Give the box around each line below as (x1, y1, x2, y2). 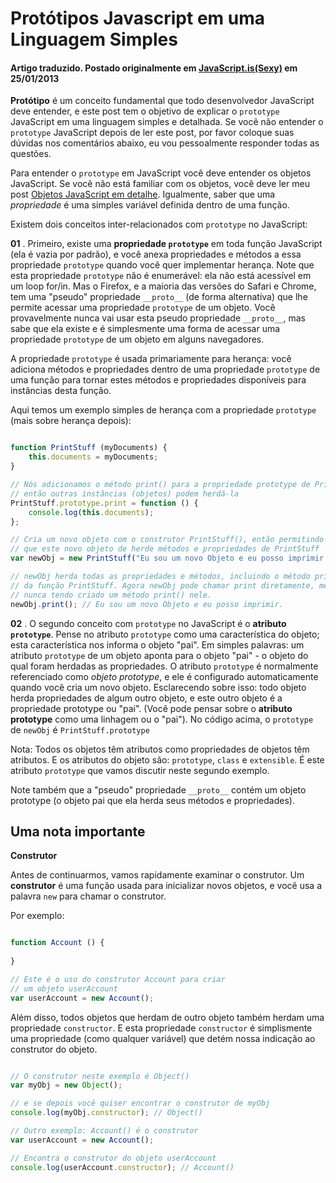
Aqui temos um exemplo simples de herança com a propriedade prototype (10, 404, 317, 416)
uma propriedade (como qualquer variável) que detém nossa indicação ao (10, 1032, 316, 1044)
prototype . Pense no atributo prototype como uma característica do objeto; (10, 628, 320, 640)
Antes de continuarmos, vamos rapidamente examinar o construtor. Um (10, 869, 305, 881)
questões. (10, 148, 52, 160)
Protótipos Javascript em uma (10, 7, 265, 30)
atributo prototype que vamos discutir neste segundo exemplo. (10, 764, 270, 776)
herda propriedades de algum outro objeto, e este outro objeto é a (10, 692, 283, 704)
